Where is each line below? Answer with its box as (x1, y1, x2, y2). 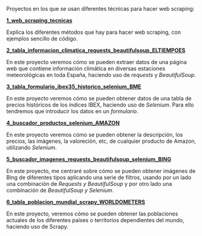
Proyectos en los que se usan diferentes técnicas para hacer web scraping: (6, 5, 195, 12)
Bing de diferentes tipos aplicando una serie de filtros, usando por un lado (6, 174, 192, 181)
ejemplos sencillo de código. (6, 35, 78, 42)
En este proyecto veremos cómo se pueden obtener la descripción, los (6, 131, 183, 138)
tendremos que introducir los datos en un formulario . (6, 108, 138, 114)
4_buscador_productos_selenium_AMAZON (6, 119, 120, 126)
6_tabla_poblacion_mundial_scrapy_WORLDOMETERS (6, 198, 146, 205)
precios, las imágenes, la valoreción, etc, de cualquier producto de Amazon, (6, 137, 197, 145)
